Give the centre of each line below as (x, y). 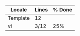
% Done (62, 10)
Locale (19, 10)
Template (19, 18)
